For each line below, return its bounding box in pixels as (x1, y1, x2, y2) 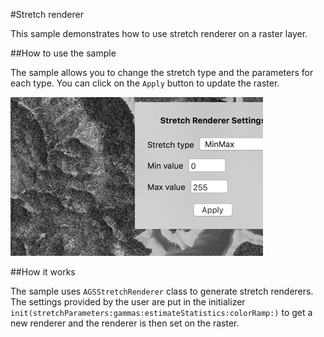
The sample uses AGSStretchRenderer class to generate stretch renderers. (10, 285, 314, 297)
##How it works (10, 266, 76, 278)
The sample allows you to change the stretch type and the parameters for (10, 67, 314, 78)
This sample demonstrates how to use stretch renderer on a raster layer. (10, 28, 308, 39)
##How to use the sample (10, 47, 117, 59)
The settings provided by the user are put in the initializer (10, 296, 246, 308)
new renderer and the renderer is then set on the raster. (10, 317, 240, 329)
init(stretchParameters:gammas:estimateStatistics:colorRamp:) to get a (10, 307, 313, 318)
